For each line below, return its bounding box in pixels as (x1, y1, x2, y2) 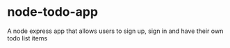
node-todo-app (7, 4, 99, 20)
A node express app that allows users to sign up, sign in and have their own (7, 27, 224, 35)
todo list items (7, 34, 48, 42)
